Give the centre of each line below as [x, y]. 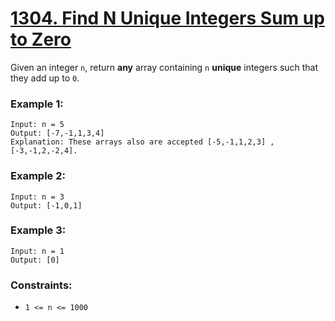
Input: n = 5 [37, 125]
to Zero [41, 39]
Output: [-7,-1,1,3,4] [57, 133]
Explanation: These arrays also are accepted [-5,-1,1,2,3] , [142, 142]
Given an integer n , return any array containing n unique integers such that [164, 67]
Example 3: [38, 230]
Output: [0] [35, 260]
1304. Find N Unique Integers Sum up [167, 18]
